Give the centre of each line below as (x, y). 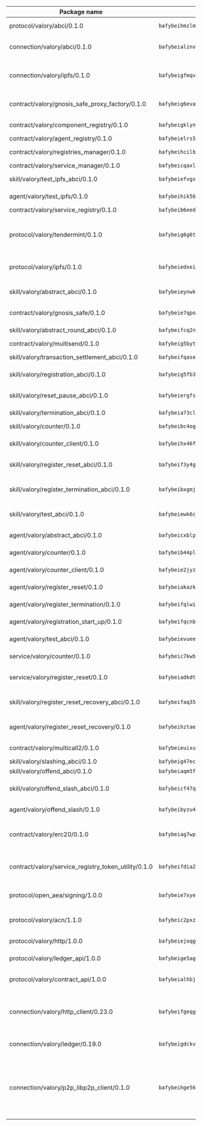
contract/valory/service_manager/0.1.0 (65, 166)
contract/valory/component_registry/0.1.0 (69, 125)
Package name (81, 12)
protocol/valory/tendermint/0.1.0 (56, 235)
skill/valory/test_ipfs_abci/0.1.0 (54, 179)
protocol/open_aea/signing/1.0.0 (56, 895)
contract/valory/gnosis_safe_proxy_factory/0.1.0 (78, 104)
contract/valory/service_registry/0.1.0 (63, 210)
